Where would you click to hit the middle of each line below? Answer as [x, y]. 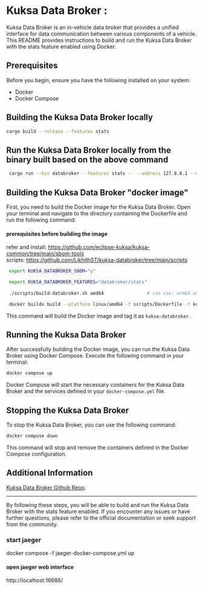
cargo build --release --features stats [58, 131]
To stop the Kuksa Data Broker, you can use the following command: [91, 425]
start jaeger [24, 540]
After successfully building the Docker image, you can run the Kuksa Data [98, 349]
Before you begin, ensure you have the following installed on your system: [98, 80]
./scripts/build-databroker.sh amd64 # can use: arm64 [99, 293]
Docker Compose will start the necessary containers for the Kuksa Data [95, 385]
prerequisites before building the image [57, 234]
